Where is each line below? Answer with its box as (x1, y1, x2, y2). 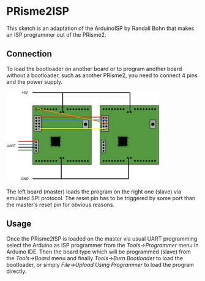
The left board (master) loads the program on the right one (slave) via (6, 188, 182, 195)
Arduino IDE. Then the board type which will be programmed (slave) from (6, 248, 191, 255)
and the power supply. (6, 78, 63, 85)
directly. (6, 268, 27, 275)
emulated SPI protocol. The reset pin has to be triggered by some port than (6, 194, 196, 201)
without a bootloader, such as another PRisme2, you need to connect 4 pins (6, 72, 198, 79)
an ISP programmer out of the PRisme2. (6, 31, 106, 38)
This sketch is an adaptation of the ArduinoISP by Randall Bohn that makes (6, 24, 195, 32)
